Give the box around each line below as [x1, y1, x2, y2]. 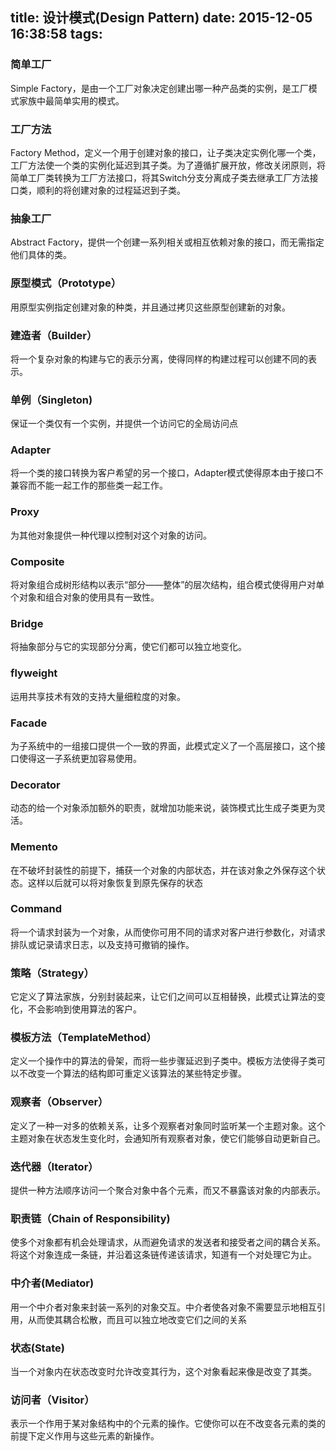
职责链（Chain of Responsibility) [10, 1211, 171, 1225]
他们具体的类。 [10, 249, 72, 261]
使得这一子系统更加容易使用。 [18, 752, 142, 764]
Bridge [10, 616, 44, 630]
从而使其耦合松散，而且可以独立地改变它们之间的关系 [27, 1313, 247, 1325]
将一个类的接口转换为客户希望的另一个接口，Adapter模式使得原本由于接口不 [10, 467, 324, 479]
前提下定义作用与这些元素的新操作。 [10, 1430, 160, 1442]
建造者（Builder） [10, 328, 98, 342]
